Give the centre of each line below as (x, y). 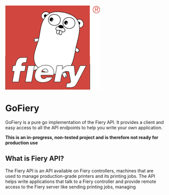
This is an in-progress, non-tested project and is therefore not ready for (82, 137)
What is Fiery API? (35, 158)
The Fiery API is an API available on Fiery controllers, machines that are (79, 171)
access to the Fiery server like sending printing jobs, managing (71, 186)
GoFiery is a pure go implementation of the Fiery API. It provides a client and (84, 122)
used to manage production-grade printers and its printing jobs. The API (80, 176)
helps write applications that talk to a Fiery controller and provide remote (81, 181)
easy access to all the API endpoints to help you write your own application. (84, 127)
